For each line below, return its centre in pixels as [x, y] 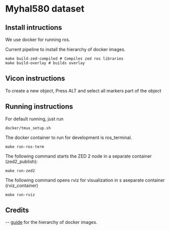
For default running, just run [34, 119]
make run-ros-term [25, 147]
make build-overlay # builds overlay [45, 63]
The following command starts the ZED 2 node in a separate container [79, 156]
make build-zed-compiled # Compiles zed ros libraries [64, 59]
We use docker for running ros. [38, 39]
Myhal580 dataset [45, 9]
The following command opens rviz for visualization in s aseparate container [85, 180]
